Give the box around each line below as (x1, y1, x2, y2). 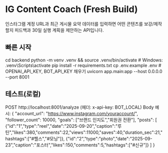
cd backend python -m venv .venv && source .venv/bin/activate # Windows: (5, 57, 163, 63)
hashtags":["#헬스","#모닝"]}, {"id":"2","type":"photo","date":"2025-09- (5, 135, 153, 141)
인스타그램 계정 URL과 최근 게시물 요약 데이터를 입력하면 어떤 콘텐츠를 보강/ (5, 21, 154, 27)
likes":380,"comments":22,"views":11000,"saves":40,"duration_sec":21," (14, 129, 163, 135)
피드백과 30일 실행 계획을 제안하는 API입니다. (14, 27, 104, 33)
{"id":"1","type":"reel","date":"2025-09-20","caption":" (5, 123, 118, 129)
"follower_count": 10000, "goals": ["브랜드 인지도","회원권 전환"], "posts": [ (5, 117, 157, 123)
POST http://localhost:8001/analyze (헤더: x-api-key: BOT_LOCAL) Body (5, 104, 154, 110)
